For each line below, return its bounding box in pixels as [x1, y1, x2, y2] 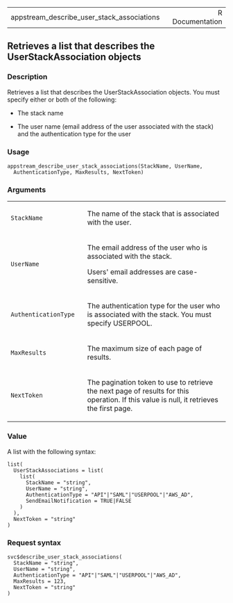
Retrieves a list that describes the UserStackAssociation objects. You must [7, 88, 220, 96]
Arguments [7, 184, 46, 194]
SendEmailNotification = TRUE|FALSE [25, 497, 132, 504]
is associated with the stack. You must [87, 309, 212, 319]
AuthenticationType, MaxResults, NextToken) [13, 168, 144, 176]
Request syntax [7, 538, 61, 547]
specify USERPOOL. [87, 319, 153, 328]
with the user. [87, 218, 132, 227]
